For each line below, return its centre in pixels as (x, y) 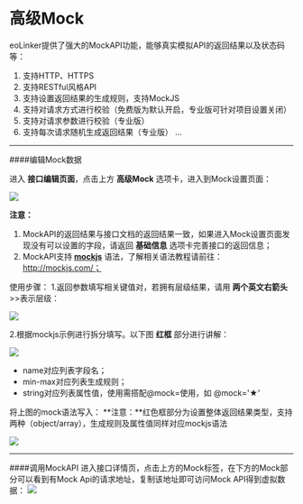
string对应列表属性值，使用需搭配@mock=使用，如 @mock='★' (141, 392)
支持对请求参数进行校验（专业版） (86, 120)
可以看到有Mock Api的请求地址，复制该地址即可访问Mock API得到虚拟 (147, 479)
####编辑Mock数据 (46, 160)
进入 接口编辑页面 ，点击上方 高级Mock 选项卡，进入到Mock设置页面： (141, 179)
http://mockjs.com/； (62, 268)
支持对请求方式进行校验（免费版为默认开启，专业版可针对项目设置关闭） (156, 109)
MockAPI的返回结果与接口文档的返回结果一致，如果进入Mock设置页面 (152, 234)
